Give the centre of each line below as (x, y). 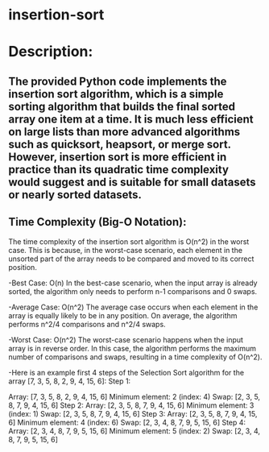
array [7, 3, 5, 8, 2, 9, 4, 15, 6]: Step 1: (70, 381)
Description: (51, 52)
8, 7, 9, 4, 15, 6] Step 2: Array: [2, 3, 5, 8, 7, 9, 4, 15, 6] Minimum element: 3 (131, 405)
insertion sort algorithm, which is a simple (116, 94)
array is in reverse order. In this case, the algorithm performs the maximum (132, 348)
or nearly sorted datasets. (75, 195)
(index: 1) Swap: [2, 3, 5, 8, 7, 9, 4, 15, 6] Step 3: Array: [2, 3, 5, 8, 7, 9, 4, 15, (133, 413)
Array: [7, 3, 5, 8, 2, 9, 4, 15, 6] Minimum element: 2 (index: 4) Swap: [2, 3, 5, (134, 396)
